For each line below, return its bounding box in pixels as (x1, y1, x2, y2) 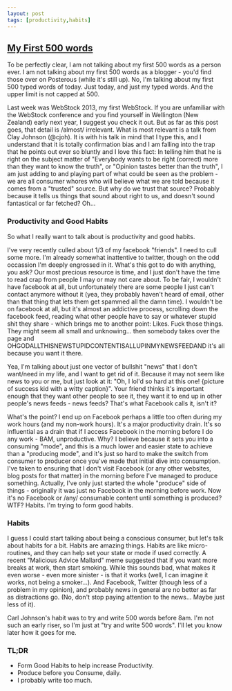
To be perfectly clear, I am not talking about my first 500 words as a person (7, 60, 222, 69)
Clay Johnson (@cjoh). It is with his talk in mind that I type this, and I (7, 133, 202, 141)
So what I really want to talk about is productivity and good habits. (7, 232, 195, 240)
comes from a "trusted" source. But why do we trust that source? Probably (7, 184, 220, 193)
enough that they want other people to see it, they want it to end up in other (7, 392, 222, 400)
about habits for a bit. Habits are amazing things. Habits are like (7, 541, 188, 550)
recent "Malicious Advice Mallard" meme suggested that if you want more (7, 556, 217, 564)
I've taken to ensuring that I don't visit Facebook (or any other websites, (7, 464, 212, 472)
